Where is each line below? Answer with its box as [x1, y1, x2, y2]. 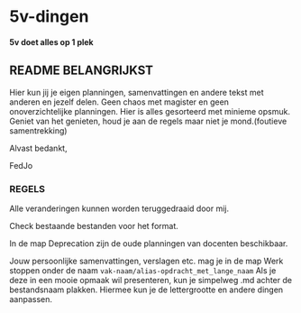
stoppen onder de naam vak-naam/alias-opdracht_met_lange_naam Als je [9, 264, 277, 276]
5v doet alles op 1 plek [9, 36, 94, 47]
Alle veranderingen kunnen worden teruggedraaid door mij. [9, 203, 230, 214]
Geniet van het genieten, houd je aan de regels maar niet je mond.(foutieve [9, 115, 287, 126]
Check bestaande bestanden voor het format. [9, 220, 178, 231]
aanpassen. [9, 293, 52, 304]
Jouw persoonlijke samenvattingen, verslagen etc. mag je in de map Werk [9, 255, 284, 266]
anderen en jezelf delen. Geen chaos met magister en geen [9, 97, 230, 107]
